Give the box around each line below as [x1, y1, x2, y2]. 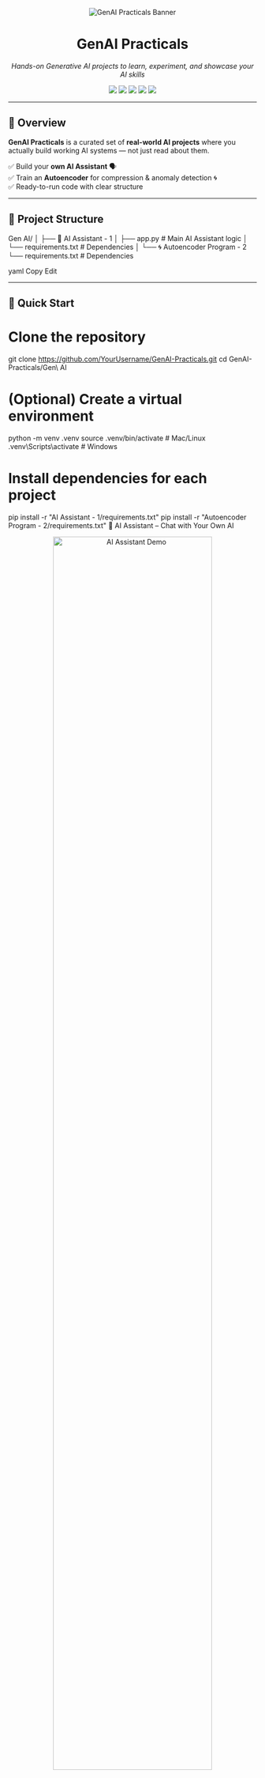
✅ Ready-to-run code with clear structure [8, 182, 144, 191]
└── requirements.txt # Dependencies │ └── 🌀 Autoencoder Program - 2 [8, 242, 247, 251]
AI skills [120, 70, 145, 79]
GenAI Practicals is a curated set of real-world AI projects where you [8, 137, 237, 146]
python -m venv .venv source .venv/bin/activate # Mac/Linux [8, 433, 207, 443]
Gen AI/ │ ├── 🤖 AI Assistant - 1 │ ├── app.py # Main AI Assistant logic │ [8, 233, 248, 243]
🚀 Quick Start [8, 296, 75, 310]
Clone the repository [8, 328, 146, 346]
